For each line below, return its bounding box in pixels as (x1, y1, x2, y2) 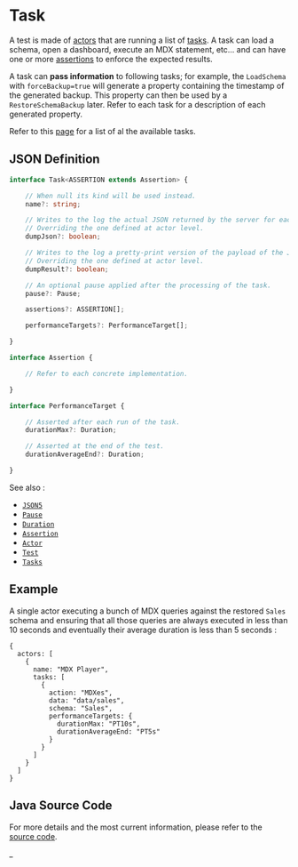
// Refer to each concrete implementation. (25, 369, 189, 378)
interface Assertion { (9, 353, 93, 362)
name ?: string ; (25, 199, 82, 209)
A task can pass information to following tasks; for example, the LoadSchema (9, 70, 286, 81)
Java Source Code (9, 798, 113, 814)
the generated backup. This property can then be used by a (9, 90, 228, 100)
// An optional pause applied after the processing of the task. (25, 281, 272, 290)
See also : (9, 482, 46, 493)
